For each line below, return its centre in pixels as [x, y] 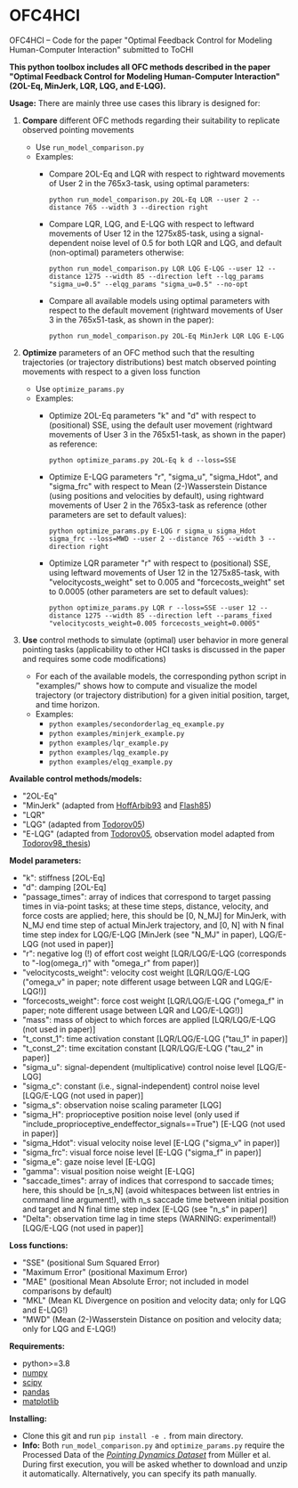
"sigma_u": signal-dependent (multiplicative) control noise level [138, 1067]
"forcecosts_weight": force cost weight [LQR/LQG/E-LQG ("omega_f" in [153, 1001]
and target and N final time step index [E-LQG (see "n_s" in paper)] [145, 1209]
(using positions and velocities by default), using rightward [156, 495]
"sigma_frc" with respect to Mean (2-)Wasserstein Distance [158, 486]
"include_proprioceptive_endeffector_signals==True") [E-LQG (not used [153, 1124]
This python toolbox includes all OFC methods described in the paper [140, 67]
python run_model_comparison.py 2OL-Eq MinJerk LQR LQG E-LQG [166, 336]
